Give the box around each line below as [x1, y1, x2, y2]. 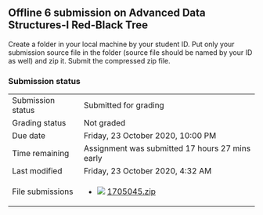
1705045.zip [106, 186, 157, 197]
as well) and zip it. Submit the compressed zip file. [8, 56, 171, 65]
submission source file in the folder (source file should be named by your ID [8, 47, 253, 57]
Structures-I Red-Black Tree [8, 19, 149, 32]
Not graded [83, 118, 126, 129]
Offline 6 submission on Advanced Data [8, 6, 206, 20]
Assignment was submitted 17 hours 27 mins [83, 143, 251, 154]
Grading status [12, 118, 67, 129]
